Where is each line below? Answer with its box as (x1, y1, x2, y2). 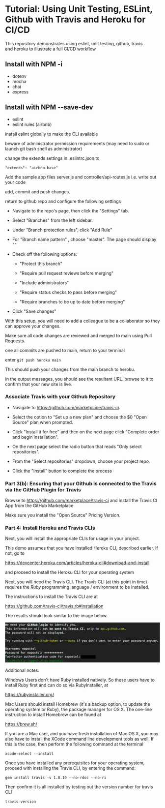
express (12, 89, 28, 94)
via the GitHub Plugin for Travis (5, 486, 81, 493)
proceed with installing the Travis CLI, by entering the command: (5, 765, 136, 771)
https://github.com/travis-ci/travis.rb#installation (5, 603, 104, 609)
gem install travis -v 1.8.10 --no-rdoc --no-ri (5, 775, 107, 780)
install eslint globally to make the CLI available (5, 131, 98, 137)
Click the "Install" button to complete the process (12, 468, 112, 474)
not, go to (5, 550, 25, 556)
